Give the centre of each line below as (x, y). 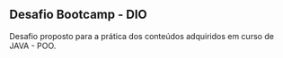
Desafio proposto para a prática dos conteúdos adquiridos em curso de (141, 36)
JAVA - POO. (33, 46)
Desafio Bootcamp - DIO (79, 15)
